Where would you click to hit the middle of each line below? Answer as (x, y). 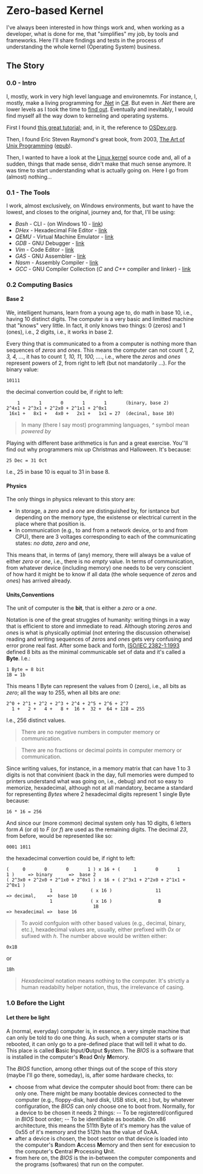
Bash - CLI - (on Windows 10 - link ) (59, 224)
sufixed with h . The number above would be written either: (94, 936)
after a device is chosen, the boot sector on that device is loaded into (101, 1138)
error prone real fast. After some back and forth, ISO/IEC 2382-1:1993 (93, 646)
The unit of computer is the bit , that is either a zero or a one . (82, 608)
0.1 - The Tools (28, 192)
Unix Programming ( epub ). (39, 146)
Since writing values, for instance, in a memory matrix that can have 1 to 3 (98, 769)
